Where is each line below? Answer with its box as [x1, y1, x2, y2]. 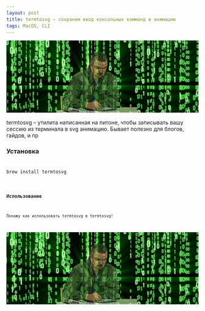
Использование [6, 193, 42, 200]
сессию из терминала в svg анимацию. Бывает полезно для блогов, [6, 125, 184, 133]
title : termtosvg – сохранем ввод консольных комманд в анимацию [6, 16, 176, 23]
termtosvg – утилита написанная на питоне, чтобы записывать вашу [6, 119, 184, 126]
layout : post [6, 10, 40, 16]
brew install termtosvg [6, 169, 67, 175]
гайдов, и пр [6, 132, 38, 139]
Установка [6, 147, 40, 156]
